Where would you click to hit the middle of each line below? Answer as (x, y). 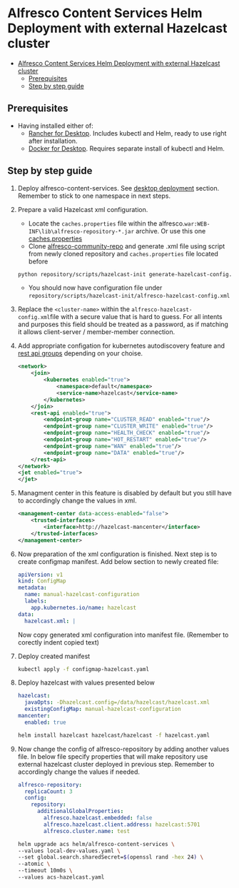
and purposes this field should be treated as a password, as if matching (123, 324)
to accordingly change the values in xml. (77, 500)
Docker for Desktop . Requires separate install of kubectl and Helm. (126, 148)
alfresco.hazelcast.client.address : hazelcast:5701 (122, 824)
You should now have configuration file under (95, 288)
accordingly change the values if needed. (79, 772)
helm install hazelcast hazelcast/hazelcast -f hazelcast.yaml (114, 735)
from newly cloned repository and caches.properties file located (123, 253)
